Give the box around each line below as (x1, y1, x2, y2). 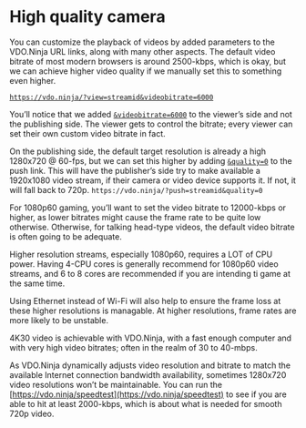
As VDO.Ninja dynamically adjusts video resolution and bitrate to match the (9, 360, 291, 371)
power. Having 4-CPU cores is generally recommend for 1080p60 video (9, 258, 280, 270)
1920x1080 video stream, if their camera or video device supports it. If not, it (9, 175, 296, 186)
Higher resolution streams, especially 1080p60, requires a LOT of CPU (9, 249, 273, 260)
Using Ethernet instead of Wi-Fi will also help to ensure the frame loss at (9, 295, 281, 306)
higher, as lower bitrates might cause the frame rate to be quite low (9, 211, 261, 222)
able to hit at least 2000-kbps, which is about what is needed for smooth (9, 398, 282, 409)
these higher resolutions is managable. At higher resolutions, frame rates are (9, 305, 297, 316)
